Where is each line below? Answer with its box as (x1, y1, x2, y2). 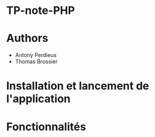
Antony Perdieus (15, 52, 57, 59)
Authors (6, 32, 48, 45)
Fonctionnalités (6, 119, 87, 133)
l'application (6, 92, 71, 106)
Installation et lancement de (6, 79, 150, 93)
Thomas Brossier (15, 58, 58, 65)
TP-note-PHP (6, 4, 75, 18)
